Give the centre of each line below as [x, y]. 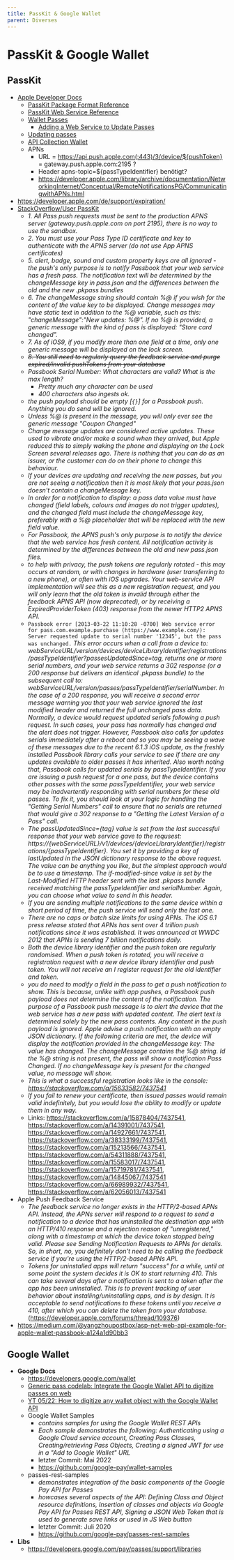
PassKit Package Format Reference [78, 105]
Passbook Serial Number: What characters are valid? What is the [122, 371]
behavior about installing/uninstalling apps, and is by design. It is [121, 1296]
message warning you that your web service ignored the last [115, 703]
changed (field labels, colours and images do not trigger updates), [123, 505]
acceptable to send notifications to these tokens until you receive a [124, 1303]
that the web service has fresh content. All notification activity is [120, 542]
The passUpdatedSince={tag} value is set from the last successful [124, 828]
